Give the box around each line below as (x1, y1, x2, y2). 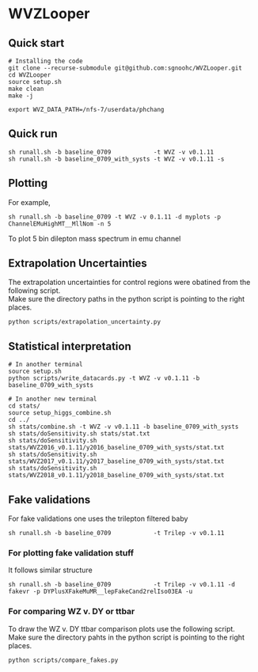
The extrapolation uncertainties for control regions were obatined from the (8, 278, 251, 287)
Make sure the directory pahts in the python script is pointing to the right (8, 632, 245, 642)
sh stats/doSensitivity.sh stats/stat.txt (8, 430, 150, 438)
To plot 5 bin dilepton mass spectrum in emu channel (8, 233, 181, 243)
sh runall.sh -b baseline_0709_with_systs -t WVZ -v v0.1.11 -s (8, 155, 225, 163)
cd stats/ (8, 402, 41, 410)
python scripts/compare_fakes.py (8, 656, 119, 664)
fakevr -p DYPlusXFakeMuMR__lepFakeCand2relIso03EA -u (8, 587, 193, 596)
